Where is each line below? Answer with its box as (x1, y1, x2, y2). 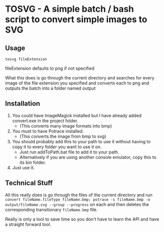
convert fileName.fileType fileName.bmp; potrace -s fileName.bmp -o (5, 197, 151, 202)
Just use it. (12, 164, 35, 170)
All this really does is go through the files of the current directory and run (5, 192, 153, 198)
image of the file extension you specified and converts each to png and (5, 80, 150, 86)
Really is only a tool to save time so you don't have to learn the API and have (5, 216, 160, 222)
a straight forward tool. (5, 221, 52, 227)
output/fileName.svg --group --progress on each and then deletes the (5, 201, 149, 207)
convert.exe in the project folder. (12, 118, 79, 124)
